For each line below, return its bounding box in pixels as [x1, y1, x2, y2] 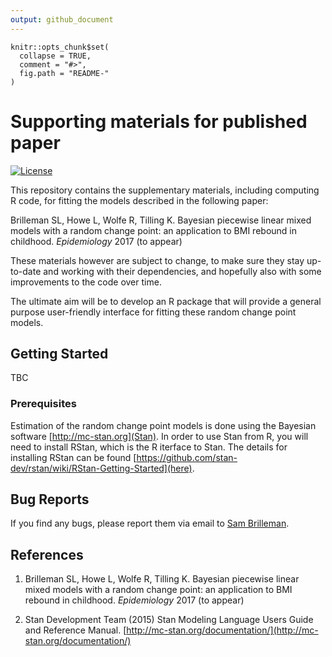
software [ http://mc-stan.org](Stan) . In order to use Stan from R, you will [10, 430, 309, 442]
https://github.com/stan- [136, 451, 238, 463]
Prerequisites [10, 397, 77, 411]
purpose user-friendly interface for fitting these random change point [10, 306, 297, 318]
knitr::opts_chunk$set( [10, 42, 110, 52]
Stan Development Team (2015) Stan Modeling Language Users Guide [24, 614, 314, 626]
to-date [10, 265, 42, 277]
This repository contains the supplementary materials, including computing [10, 184, 320, 196]
